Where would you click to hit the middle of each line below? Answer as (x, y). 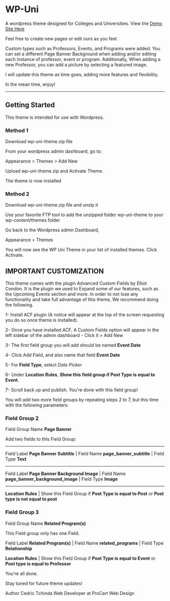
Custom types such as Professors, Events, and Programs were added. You (83, 48)
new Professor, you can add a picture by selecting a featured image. (76, 64)
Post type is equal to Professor (38, 563)
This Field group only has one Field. (42, 533)
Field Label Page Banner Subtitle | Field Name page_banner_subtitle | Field (85, 454)
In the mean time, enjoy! (30, 84)
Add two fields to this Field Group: (41, 439)
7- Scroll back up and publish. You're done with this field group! (72, 390)
